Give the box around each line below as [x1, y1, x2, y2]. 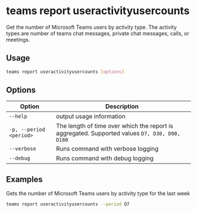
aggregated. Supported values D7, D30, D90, [56, 129, 181, 138]
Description [105, 102, 139, 111]
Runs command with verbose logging [56, 145, 159, 153]
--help [9, 113, 28, 120]
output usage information [56, 112, 126, 121]
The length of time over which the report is [56, 122, 174, 130]
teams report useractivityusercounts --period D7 [6, 201, 130, 207]
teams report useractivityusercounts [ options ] [6, 69, 125, 75]
